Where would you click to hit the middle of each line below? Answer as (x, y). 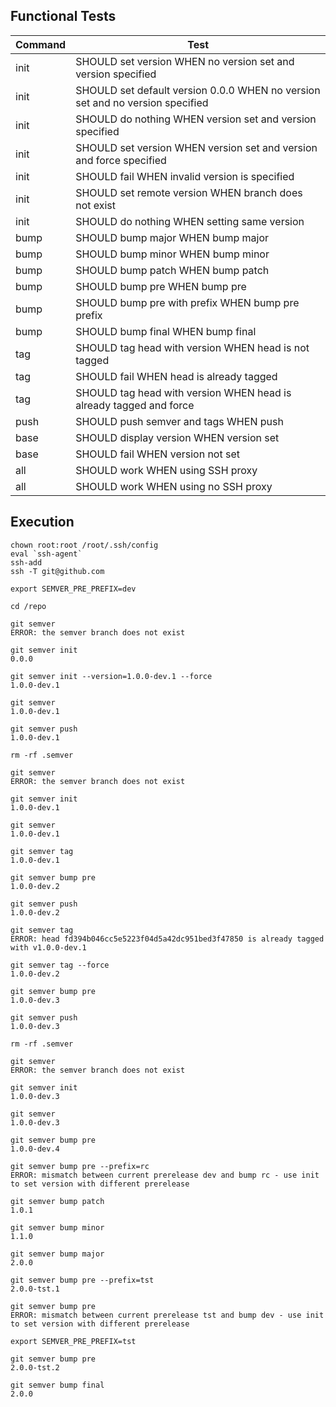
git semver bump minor (57, 1227)
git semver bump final (57, 1385)
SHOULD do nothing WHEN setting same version (190, 221)
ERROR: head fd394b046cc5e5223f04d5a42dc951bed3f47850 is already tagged (167, 939)
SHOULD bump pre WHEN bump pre (161, 286)
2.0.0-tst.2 (35, 1367)
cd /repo (28, 606)
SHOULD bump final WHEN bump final (166, 331)
